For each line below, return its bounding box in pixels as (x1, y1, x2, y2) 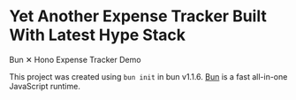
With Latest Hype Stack (9, 25, 186, 45)
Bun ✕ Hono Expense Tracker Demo (9, 54, 141, 65)
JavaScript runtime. (9, 81, 81, 91)
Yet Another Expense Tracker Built (9, 6, 267, 27)
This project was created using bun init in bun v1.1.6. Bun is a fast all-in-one (9, 71, 288, 81)
